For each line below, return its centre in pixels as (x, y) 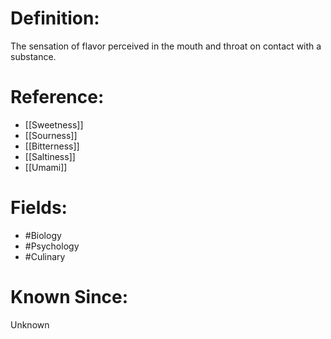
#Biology (43, 235)
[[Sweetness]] (54, 124)
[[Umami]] (46, 167)
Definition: (55, 18)
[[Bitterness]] (52, 146)
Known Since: (69, 297)
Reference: (57, 97)
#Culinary (45, 256)
